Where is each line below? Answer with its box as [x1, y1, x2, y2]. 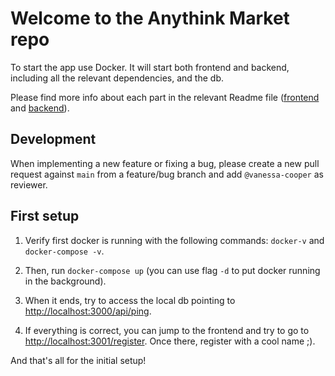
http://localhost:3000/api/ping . [24, 305, 152, 317]
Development [10, 131, 97, 148]
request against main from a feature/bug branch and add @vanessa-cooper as [10, 168, 324, 180]
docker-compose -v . [24, 245, 105, 257]
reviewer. [10, 178, 48, 191]
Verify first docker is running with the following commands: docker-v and [24, 234, 325, 246]
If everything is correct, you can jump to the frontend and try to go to [24, 324, 310, 336]
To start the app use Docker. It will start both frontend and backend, [10, 61, 290, 73]
